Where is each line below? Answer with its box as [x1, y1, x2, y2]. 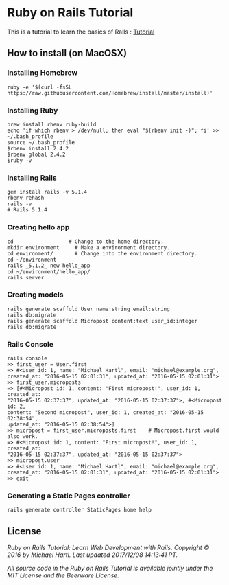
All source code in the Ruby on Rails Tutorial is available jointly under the [7, 564, 213, 573]
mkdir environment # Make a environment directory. [7, 244, 170, 251]
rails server [7, 274, 45, 281]
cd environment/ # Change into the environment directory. [7, 250, 197, 257]
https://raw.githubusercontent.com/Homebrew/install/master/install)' [7, 89, 213, 97]
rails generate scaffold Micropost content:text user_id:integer [7, 317, 197, 324]
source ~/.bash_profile [7, 139, 75, 146]
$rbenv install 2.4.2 [7, 145, 69, 152]
